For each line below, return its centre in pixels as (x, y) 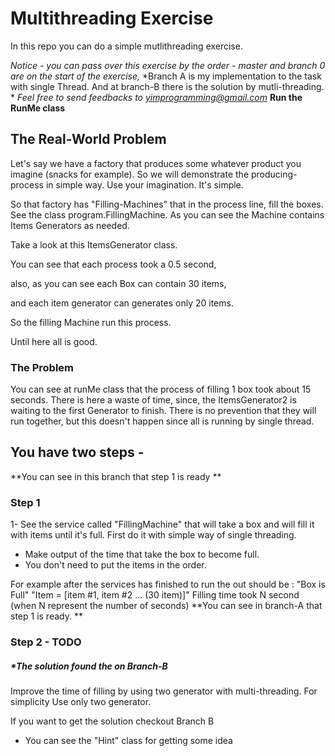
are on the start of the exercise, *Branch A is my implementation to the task (166, 76)
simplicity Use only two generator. (81, 702)
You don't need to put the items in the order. (115, 565)
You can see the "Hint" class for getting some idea (128, 741)
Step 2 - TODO (46, 642)
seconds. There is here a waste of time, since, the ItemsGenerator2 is (153, 400)
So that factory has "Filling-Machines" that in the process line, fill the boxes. (167, 204)
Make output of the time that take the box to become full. (142, 554)
